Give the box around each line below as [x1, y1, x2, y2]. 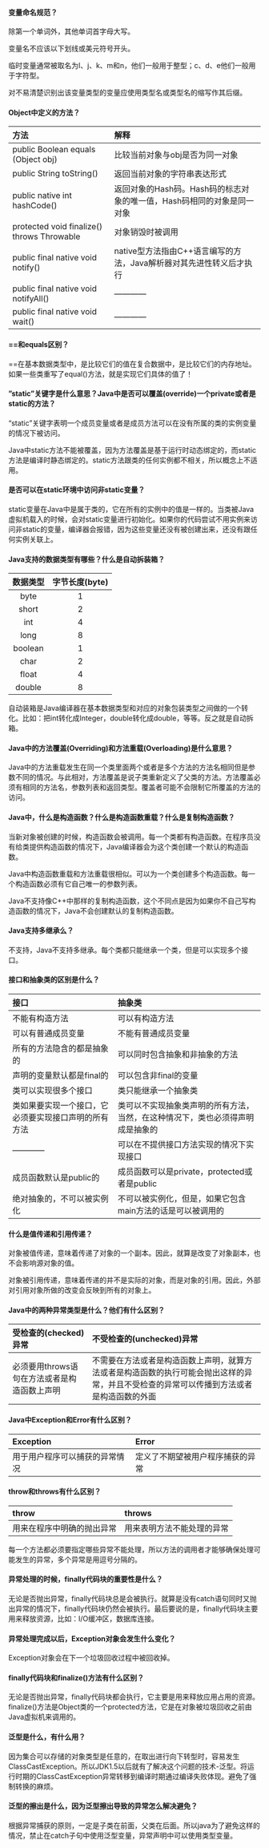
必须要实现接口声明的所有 [12, 1112, 110, 1124]
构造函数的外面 [99, 1391, 157, 1402]
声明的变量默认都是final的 [12, 1070, 110, 1081]
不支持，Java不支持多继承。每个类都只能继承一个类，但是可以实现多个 [8, 945, 242, 954]
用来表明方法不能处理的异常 [124, 1523, 230, 1534]
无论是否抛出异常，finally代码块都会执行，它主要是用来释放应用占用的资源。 [8, 1692, 260, 1702]
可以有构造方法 [117, 1013, 175, 1024]
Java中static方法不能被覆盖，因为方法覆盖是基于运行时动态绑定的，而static [8, 445, 257, 454]
